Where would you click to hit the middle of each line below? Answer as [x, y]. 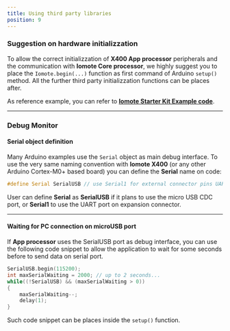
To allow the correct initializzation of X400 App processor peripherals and [112, 58]
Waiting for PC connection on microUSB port [72, 226]
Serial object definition [40, 142]
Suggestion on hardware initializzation [73, 44]
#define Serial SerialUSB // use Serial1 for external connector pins [110, 184]
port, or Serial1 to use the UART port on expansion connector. [94, 204]
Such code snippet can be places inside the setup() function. [94, 320]
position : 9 [24, 20]
